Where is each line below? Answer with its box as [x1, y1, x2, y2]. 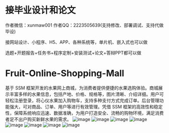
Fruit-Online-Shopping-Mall [5, 68, 125, 79]
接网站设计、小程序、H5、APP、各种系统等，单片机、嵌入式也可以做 [5, 39, 148, 45]
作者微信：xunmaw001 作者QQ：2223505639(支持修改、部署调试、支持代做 [5, 22, 164, 28]
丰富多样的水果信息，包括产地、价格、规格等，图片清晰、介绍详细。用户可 [9, 91, 164, 97]
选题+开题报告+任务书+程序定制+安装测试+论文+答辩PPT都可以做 [5, 50, 142, 56]
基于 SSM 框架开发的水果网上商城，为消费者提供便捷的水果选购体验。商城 [5, 85, 158, 91]
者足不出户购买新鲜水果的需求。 [5, 116, 71, 122]
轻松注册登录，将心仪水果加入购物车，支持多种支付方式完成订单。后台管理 [5, 97, 159, 103]
